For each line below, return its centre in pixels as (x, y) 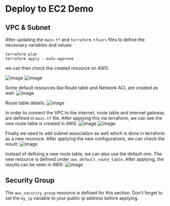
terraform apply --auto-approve (39, 59)
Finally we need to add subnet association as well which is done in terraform (85, 133)
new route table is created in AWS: (41, 123)
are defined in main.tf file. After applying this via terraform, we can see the (84, 118)
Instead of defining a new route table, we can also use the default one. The (84, 154)
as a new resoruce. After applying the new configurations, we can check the (85, 139)
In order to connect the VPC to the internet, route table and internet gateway (85, 113)
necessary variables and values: (39, 45)
